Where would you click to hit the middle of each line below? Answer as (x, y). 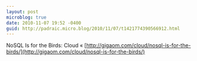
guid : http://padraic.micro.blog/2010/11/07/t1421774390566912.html (93, 28)
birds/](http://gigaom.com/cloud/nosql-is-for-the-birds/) (76, 52)
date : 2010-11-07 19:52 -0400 (44, 23)
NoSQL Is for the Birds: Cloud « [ (46, 45)
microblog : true (26, 17)
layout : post (22, 12)
